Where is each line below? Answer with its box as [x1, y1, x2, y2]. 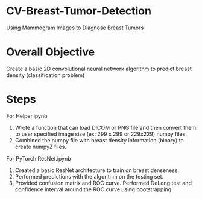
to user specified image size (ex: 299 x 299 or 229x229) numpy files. [14, 130, 187, 138]
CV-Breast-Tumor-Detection [6, 4, 152, 18]
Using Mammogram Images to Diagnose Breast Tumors [6, 24, 144, 31]
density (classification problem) [6, 71, 85, 79]
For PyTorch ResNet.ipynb [6, 155, 71, 162]
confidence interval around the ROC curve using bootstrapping [14, 185, 172, 193]
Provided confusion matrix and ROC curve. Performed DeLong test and [14, 179, 192, 186]
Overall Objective [6, 45, 95, 59]
